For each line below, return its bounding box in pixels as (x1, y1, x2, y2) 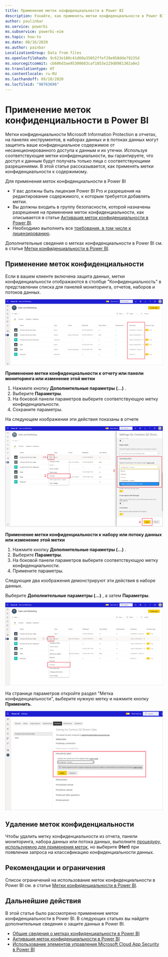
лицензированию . (12, 230, 51, 236)
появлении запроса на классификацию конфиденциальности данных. (5, 849, 154, 855)
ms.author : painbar (5, 45, 46, 50)
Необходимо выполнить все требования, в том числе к (12, 225, 131, 231)
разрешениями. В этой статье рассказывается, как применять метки (5, 163, 154, 169)
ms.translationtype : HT (5, 66, 55, 71)
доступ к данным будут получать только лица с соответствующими (5, 158, 151, 164)
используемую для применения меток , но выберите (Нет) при (5, 844, 139, 850)
